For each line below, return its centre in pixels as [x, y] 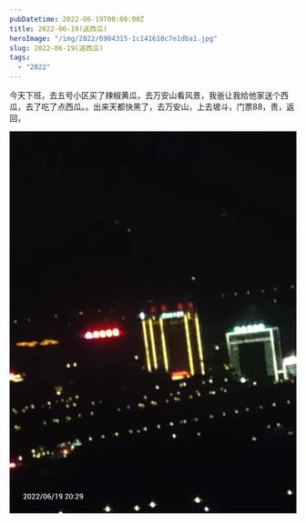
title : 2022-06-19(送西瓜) [58, 29]
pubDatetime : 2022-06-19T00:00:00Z [77, 19]
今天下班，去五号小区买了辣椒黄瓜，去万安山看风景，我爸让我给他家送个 [145, 95]
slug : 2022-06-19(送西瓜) [56, 48]
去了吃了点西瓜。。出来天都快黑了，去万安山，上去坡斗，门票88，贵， [156, 106]
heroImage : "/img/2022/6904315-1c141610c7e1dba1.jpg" [114, 38]
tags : [20, 58]
